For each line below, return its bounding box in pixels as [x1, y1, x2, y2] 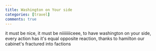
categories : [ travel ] [5, 12, 50, 17]
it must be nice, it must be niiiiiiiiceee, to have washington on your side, [5, 30, 152, 36]
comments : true [5, 16, 37, 21]
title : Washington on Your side [5, 7, 72, 12]
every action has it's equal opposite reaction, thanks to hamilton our [5, 35, 145, 41]
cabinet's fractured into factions [5, 41, 71, 47]
